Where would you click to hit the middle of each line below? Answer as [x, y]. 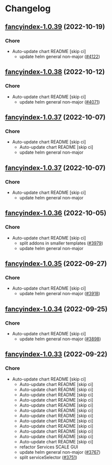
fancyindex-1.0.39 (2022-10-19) [55, 27]
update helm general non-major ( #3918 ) [60, 294]
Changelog [28, 9]
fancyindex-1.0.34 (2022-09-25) [56, 309]
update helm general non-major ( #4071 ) [60, 102]
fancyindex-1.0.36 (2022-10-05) [56, 213]
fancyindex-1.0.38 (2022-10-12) [55, 72]
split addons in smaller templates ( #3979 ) [61, 243]
